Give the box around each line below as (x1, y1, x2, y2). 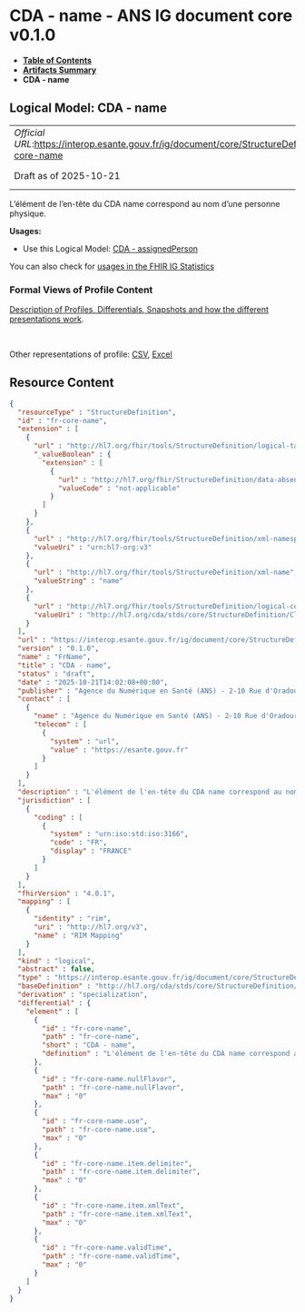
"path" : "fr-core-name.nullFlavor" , (42, 1082, 184, 1092)
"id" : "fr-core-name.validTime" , (42, 1243, 172, 1253)
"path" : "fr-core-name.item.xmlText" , (42, 1209, 193, 1218)
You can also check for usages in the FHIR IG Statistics (9, 261, 215, 271)
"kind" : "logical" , (17, 956, 95, 965)
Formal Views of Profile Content (9, 283, 153, 296)
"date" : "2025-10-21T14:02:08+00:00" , (17, 677, 169, 686)
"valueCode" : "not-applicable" (57, 483, 181, 493)
